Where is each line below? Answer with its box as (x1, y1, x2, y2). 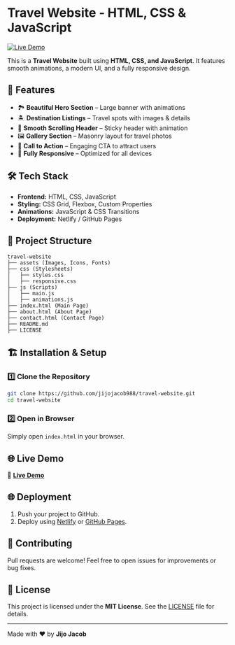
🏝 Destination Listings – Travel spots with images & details (17, 113, 191, 122)
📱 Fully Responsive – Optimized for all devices (17, 149, 152, 157)
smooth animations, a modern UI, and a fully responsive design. (7, 64, 191, 72)
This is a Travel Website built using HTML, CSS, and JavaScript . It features (7, 56, 225, 64)
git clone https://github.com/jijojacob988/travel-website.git (7, 390, 196, 397)
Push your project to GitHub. (17, 509, 100, 518)
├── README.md (7, 320, 49, 328)
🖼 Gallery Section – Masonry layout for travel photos (17, 132, 173, 140)
